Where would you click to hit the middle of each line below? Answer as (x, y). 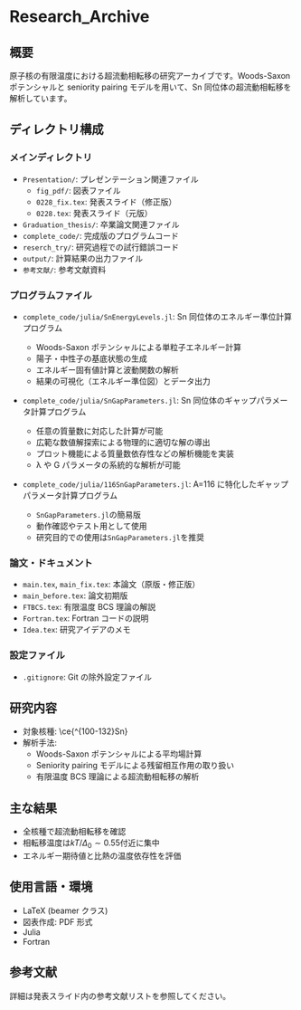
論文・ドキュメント (51, 563)
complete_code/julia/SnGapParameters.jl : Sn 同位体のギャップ (140, 400)
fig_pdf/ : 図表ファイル (78, 190)
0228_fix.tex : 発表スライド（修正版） (106, 202)
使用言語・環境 (51, 887)
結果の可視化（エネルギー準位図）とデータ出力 (123, 381)
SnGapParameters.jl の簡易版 (89, 514)
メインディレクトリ (51, 157)
